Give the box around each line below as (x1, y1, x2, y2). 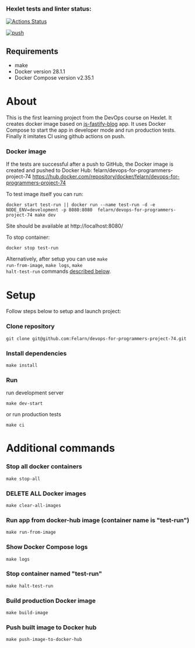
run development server (6, 389, 64, 396)
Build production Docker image (6, 596, 96, 605)
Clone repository (6, 323, 55, 331)
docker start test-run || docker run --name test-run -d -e (6, 202, 156, 208)
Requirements (6, 46, 58, 56)
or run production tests (6, 411, 61, 418)
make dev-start (6, 400, 43, 407)
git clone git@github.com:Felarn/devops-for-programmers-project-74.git (6, 335, 187, 341)
